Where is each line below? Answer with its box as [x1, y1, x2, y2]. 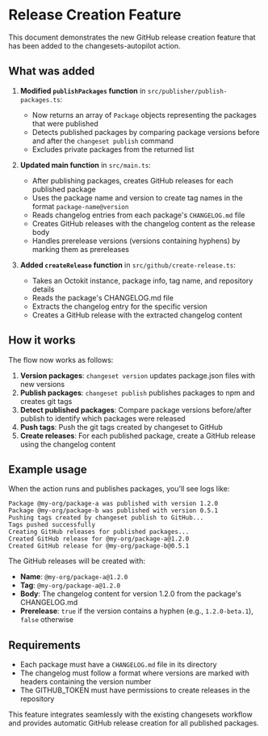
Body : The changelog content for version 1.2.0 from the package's [19, 589, 242, 599]
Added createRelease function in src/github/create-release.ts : [19, 260, 236, 270]
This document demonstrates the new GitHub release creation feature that [8, 32, 256, 42]
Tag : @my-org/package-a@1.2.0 [19, 580, 121, 591]
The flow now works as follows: [8, 355, 114, 364]
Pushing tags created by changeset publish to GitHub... [8, 514, 204, 522]
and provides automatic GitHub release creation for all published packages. [8, 718, 260, 728]
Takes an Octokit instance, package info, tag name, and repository [31, 275, 253, 285]
